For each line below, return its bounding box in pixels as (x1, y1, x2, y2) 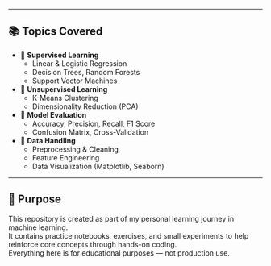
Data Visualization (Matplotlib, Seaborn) (31, 161, 165, 171)
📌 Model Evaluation (19, 110, 87, 119)
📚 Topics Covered (8, 25, 103, 39)
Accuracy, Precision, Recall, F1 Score (31, 118, 156, 128)
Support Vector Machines (31, 76, 118, 85)
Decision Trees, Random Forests (31, 67, 140, 77)
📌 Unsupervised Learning (19, 84, 108, 94)
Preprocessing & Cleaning (31, 144, 119, 154)
